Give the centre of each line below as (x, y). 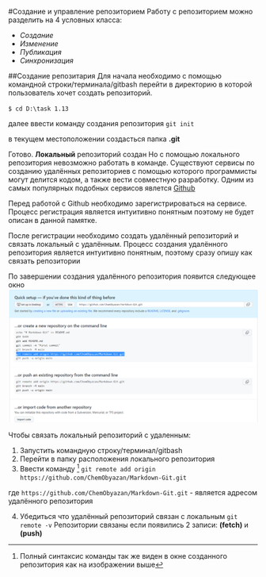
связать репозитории (44, 261)
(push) (31, 533)
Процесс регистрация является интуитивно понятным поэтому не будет (131, 212)
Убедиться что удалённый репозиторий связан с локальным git (129, 516)
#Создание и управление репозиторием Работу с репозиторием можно (131, 12)
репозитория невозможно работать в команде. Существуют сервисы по (131, 163)
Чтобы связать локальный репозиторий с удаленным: (100, 435)
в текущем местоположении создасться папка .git (94, 139)
